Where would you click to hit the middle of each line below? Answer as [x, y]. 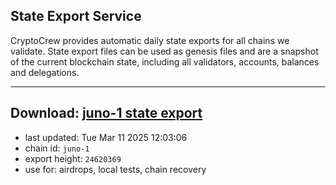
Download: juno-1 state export [106, 113]
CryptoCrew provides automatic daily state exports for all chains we [150, 40]
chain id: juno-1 [57, 148]
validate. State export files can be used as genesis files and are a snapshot [164, 51]
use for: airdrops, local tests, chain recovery [115, 169]
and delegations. [45, 72]
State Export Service [76, 16]
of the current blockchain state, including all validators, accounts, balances [165, 61]
